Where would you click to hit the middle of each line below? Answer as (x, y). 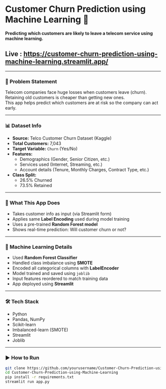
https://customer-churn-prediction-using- (91, 54)
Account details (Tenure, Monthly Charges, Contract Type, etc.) (84, 170)
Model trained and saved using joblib (51, 273)
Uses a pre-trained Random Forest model (55, 224)
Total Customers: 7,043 (37, 144)
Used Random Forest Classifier (45, 257)
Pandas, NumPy (29, 319)
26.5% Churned (36, 180)
